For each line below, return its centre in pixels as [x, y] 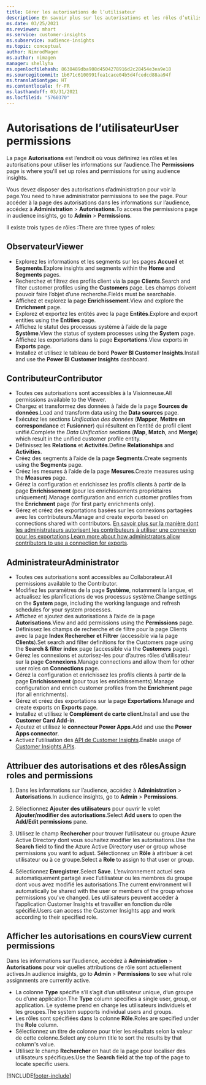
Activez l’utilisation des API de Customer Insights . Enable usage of [98, 740]
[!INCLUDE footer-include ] [39, 1075]
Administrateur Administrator [63, 562]
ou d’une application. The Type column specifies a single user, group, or [106, 999]
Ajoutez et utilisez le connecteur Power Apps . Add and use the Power [103, 727]
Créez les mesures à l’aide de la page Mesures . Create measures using [105, 471]
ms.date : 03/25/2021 [33, 23]
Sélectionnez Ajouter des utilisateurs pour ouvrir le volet [88, 808]
